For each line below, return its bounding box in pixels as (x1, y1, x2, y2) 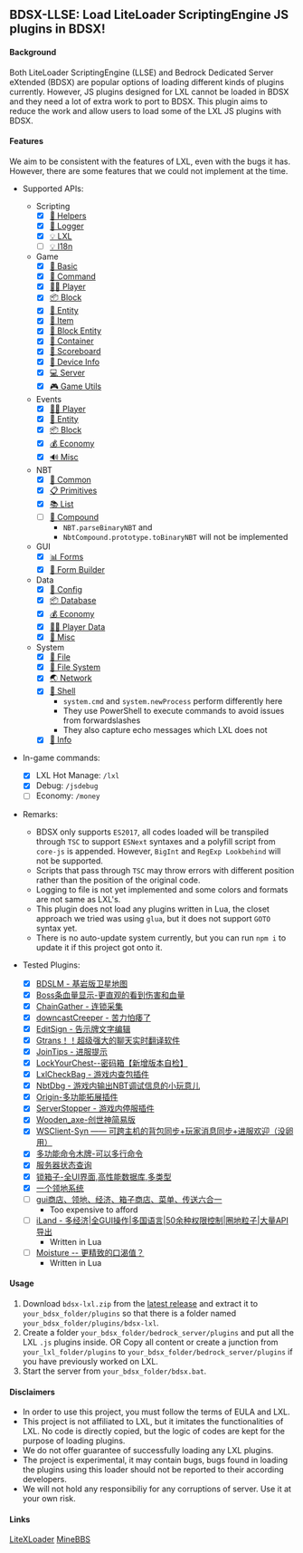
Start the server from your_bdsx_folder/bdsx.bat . (22, 1365, 207, 1376)
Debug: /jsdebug (35, 780, 99, 791)
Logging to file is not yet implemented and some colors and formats (35, 883, 289, 895)
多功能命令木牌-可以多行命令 (35, 1148, 144, 1159)
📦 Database (49, 594, 97, 605)
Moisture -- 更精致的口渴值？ (35, 1247, 145, 1258)
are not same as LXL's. (35, 893, 121, 904)
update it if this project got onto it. (35, 941, 163, 952)
